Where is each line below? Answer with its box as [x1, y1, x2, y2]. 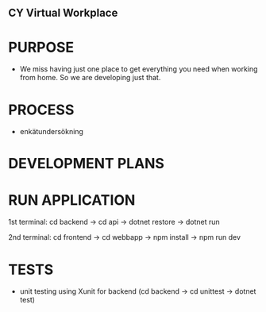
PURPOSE [8, 38, 75, 56]
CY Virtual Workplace [8, 6, 118, 20]
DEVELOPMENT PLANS [8, 155, 165, 173]
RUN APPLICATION [8, 191, 136, 209]
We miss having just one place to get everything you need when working [19, 64, 258, 74]
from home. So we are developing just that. [19, 73, 161, 83]
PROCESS [8, 101, 75, 118]
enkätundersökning [19, 127, 83, 137]
